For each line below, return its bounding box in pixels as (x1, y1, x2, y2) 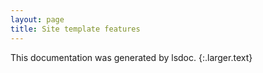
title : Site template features (10, 24, 141, 34)
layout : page (10, 14, 65, 25)
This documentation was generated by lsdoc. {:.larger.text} (10, 51, 253, 63)
